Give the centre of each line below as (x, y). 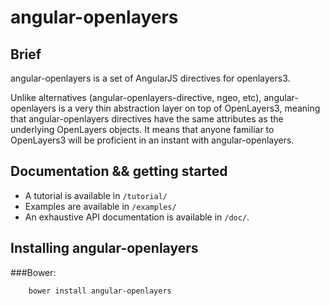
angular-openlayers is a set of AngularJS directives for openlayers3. (150, 78)
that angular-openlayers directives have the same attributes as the (147, 119)
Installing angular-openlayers (104, 248)
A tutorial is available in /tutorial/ (96, 195)
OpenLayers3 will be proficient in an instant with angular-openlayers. (152, 140)
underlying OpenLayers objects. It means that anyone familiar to (142, 129)
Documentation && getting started (119, 171)
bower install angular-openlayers (100, 291)
